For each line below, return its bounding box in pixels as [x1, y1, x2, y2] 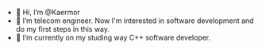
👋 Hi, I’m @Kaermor [15, 8, 81, 17]
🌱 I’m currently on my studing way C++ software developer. [15, 33, 211, 42]
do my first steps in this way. [15, 25, 110, 33]
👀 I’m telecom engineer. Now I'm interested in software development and [15, 16, 254, 25]
